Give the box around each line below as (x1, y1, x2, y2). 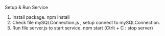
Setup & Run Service (5, 5, 49, 10)
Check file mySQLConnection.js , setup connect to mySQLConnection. (12, 20, 160, 25)
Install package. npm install (12, 14, 70, 20)
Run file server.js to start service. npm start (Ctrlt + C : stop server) (12, 25, 154, 31)
